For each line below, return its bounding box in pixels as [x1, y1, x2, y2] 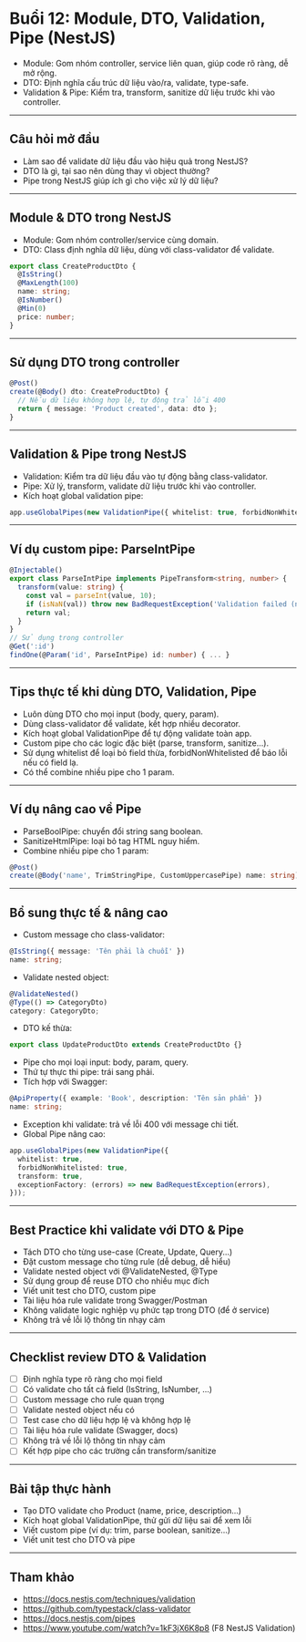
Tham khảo [9, 1569, 75, 1585]
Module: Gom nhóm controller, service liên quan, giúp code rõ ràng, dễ [22, 57, 289, 68]
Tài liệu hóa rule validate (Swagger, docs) [22, 1425, 178, 1436]
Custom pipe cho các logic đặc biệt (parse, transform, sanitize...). [22, 738, 270, 749]
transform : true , [17, 1172, 84, 1181]
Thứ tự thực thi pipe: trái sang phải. [22, 1067, 155, 1078]
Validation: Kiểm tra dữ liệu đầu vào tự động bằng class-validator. [22, 470, 269, 481]
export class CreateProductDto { [9, 262, 137, 271]
